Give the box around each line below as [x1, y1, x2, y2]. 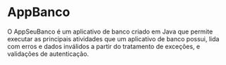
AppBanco [7, 4, 70, 20]
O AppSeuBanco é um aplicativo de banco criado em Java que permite [7, 27, 213, 36]
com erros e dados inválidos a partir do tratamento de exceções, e [7, 42, 201, 50]
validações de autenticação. [7, 50, 89, 58]
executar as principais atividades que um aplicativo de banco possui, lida [7, 34, 220, 43]
